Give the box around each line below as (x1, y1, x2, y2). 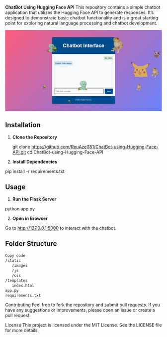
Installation (5, 121, 41, 129)
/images (11, 263, 28, 268)
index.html (11, 283, 35, 288)
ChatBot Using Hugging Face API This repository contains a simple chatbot (5, 4, 161, 10)
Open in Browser (12, 215, 48, 221)
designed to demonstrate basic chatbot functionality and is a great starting (5, 15, 158, 20)
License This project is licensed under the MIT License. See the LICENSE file (5, 322, 162, 328)
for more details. (5, 328, 39, 334)
